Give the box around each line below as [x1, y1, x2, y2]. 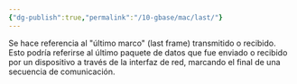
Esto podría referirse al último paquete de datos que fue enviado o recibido [8, 46, 288, 58]
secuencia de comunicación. [8, 66, 116, 77]
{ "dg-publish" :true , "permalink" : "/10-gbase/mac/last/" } [8, 13, 223, 22]
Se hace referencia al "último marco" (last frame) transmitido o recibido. [8, 38, 276, 48]
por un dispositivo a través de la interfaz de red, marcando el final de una [8, 56, 281, 67]
